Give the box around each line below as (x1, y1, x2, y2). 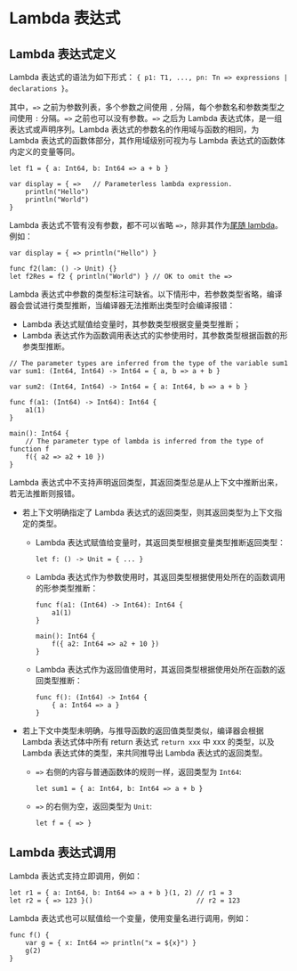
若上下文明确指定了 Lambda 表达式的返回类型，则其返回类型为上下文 (21, 507, 275, 518)
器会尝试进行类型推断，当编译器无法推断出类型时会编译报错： (9, 300, 236, 310)
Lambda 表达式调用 (9, 845, 116, 861)
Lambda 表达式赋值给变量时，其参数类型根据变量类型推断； (21, 319, 242, 330)
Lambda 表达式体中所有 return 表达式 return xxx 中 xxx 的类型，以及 (21, 737, 275, 747)
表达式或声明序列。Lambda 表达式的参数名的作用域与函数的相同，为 (9, 124, 260, 135)
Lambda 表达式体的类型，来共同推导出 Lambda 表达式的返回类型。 (21, 747, 268, 758)
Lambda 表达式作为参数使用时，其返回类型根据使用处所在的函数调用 (35, 572, 286, 582)
